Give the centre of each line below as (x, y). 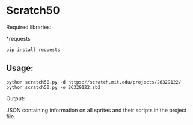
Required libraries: (29, 27)
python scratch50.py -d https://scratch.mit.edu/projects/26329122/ (94, 82)
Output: (16, 98)
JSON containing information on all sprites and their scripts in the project (96, 110)
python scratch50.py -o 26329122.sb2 (54, 87)
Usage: (20, 68)
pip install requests (33, 50)
